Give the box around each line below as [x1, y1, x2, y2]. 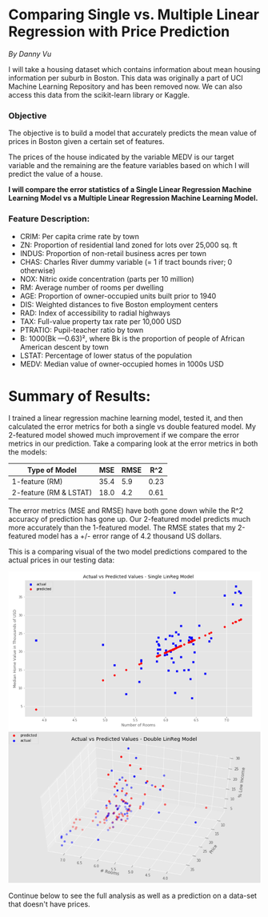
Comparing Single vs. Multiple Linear [8, 6, 260, 24]
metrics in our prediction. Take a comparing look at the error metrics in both [8, 438, 258, 449]
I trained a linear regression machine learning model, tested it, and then [8, 414, 244, 423]
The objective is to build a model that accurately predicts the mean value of [8, 128, 258, 138]
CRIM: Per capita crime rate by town [19, 231, 140, 241]
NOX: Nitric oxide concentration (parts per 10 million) [19, 274, 194, 283]
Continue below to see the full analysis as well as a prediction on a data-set [8, 891, 258, 900]
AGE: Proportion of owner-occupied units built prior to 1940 [19, 290, 217, 301]
